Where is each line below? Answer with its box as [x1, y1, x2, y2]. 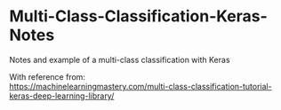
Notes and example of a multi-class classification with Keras [9, 54, 230, 65]
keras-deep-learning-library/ [9, 90, 115, 101]
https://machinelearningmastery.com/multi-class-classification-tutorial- [9, 81, 273, 91]
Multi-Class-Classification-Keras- [9, 6, 269, 27]
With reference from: [9, 71, 86, 82]
